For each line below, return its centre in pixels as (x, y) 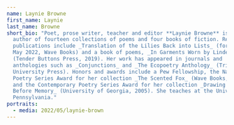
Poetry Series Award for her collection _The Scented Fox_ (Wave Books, (121, 78)
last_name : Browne (33, 26)
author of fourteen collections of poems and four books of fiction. (116, 40)
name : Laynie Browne (37, 14)
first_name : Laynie (35, 20)
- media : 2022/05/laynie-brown (58, 110)
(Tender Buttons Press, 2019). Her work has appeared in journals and (118, 59)
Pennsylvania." (35, 98)
